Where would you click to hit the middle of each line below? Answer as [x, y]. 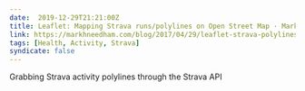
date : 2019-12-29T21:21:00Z [64, 18]
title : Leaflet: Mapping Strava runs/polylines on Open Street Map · [144, 26]
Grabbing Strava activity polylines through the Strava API [116, 77]
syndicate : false [42, 51]
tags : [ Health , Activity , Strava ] [75, 43]
